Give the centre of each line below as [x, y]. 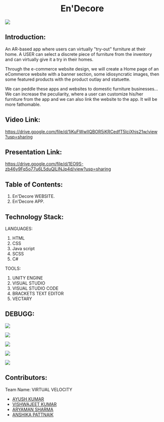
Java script [23, 248]
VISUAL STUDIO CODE [35, 288]
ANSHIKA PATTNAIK [33, 415]
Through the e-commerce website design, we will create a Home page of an [82, 69]
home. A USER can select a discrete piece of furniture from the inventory [79, 54]
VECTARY [22, 299]
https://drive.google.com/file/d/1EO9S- [44, 164]
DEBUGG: [20, 314]
